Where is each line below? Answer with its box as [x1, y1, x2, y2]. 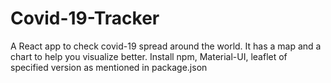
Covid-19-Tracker [10, 7, 160, 30]
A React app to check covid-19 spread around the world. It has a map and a [10, 40, 322, 52]
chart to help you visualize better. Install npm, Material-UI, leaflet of [10, 50, 288, 62]
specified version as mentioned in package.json [10, 61, 208, 73]
